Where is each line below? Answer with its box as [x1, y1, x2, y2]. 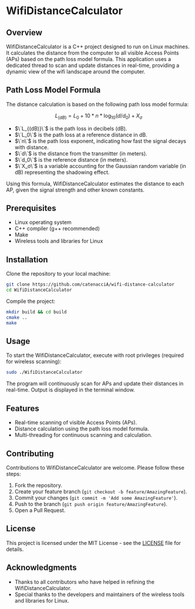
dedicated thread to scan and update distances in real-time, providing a [6, 62, 180, 69]
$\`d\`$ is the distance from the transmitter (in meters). [14, 150, 148, 157]
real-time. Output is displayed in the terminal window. [6, 386, 135, 393]
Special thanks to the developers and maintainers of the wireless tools [14, 591, 185, 598]
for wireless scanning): [6, 358, 62, 365]
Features [6, 403, 39, 413]
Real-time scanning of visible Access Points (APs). [14, 419, 137, 426]
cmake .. [6, 314, 28, 320]
